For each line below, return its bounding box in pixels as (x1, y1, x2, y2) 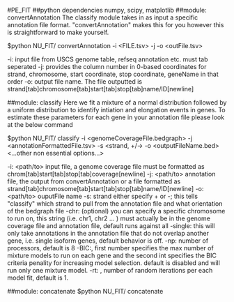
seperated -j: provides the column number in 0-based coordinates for (7, 63, 207, 70)
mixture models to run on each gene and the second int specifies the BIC (7, 251, 217, 259)
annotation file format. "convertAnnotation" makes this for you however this (7, 21, 224, 29)
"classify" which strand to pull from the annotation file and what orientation (7, 199, 223, 208)
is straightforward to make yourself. (7, 28, 109, 36)
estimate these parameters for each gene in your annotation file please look (7, 113, 225, 121)
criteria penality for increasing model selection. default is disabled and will (7, 259, 221, 267)
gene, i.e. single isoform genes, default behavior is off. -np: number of (7, 236, 209, 245)
